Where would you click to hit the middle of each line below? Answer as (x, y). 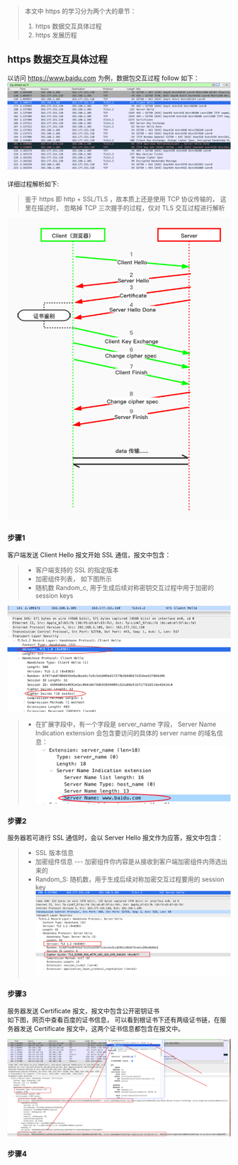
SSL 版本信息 (55, 852)
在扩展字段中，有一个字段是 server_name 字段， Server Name (126, 724)
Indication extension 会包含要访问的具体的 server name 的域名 (126, 732)
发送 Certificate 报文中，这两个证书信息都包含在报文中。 (102, 1028)
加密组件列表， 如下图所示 (73, 579)
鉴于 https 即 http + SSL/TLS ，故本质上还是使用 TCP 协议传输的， (121, 199)
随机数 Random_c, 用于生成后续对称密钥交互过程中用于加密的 (125, 587)
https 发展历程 (56, 35)
